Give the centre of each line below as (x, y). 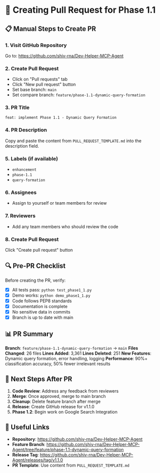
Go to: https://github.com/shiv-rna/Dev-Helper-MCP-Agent (64, 55)
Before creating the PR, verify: (35, 280)
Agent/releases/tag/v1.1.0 (38, 460)
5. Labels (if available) (32, 158)
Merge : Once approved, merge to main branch (59, 396)
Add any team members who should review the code (65, 226)
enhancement (24, 170)
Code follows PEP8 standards (42, 301)
